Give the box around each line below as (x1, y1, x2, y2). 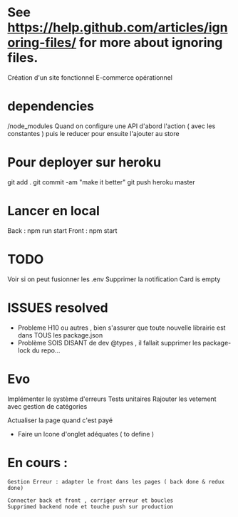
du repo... (31, 346, 61, 355)
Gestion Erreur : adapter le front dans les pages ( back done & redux (7, 478, 224, 485)
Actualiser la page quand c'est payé (7, 416, 113, 424)
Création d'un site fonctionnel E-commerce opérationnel (7, 73, 173, 82)
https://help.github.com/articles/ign (7, 19, 228, 36)
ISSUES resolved (7, 300, 108, 315)
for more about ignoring (78, 35, 223, 51)
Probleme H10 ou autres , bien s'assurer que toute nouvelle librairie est (17, 323, 226, 332)
